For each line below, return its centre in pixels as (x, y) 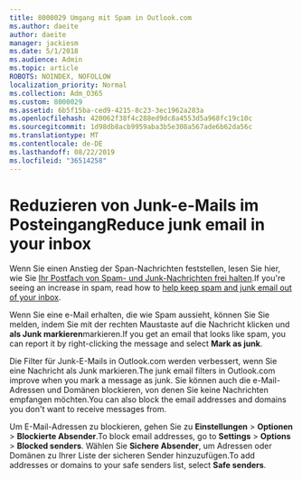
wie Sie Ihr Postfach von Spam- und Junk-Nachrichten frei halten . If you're (147, 278)
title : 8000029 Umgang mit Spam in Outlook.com (101, 18)
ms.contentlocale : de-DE (56, 144)
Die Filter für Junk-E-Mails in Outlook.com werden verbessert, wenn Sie (143, 362)
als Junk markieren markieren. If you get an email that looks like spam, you (148, 334)
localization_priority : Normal (68, 85)
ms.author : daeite (44, 26)
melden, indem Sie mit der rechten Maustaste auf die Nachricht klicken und (150, 324)
